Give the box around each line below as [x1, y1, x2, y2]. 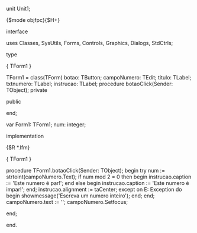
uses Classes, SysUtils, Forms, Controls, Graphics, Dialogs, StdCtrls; [6, 40, 173, 46]
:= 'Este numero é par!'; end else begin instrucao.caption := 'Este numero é [6, 180, 189, 186]
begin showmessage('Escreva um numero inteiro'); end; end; [6, 192, 155, 199]
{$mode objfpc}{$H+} [6, 17, 60, 23]
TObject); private [6, 87, 47, 94]
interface [6, 28, 28, 35]
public [6, 98, 22, 105]
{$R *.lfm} [6, 144, 30, 151]
